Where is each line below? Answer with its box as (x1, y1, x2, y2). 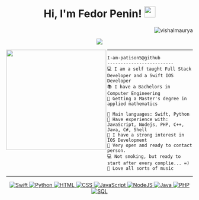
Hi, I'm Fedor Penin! (43, 7, 142, 21)
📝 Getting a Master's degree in (107, 96, 187, 101)
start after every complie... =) (107, 160, 190, 166)
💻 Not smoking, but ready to (107, 153, 181, 160)
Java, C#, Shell (107, 126, 147, 133)
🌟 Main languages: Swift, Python (107, 111, 190, 117)
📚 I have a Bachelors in (107, 84, 171, 90)
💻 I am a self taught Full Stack (107, 66, 191, 72)
